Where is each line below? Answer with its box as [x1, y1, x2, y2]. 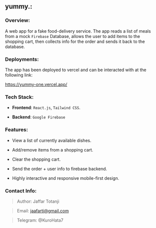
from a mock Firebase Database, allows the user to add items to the [5, 33, 140, 39]
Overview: [5, 17, 30, 24]
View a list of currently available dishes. [12, 137, 92, 143]
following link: [5, 72, 33, 78]
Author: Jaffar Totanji [16, 198, 60, 204]
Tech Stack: [5, 94, 34, 100]
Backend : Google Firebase [12, 114, 65, 120]
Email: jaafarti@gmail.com [16, 208, 69, 213]
